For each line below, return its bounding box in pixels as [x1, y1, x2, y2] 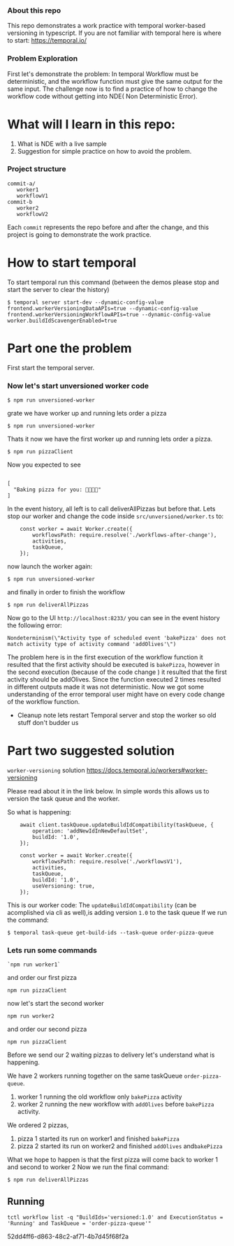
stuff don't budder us [17, 719, 79, 726]
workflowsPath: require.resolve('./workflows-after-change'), [32, 532, 217, 538]
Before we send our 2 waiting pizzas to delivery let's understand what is [7, 1050, 215, 1060]
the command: [7, 916, 49, 924]
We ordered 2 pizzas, [7, 1121, 69, 1129]
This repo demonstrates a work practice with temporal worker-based [7, 22, 206, 30]
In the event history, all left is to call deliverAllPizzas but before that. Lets [7, 505, 216, 513]
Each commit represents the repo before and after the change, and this [7, 223, 210, 231]
